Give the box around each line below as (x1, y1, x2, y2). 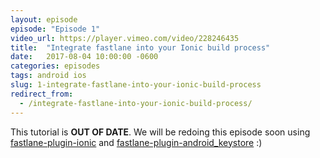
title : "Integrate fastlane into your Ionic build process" (10, 42, 271, 53)
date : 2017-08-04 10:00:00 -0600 (10, 52, 159, 62)
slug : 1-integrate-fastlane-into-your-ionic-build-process (10, 80, 262, 90)
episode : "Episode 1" (10, 24, 101, 34)
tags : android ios (10, 71, 87, 81)
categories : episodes (10, 61, 101, 71)
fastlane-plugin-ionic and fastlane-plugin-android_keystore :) (10, 136, 263, 148)
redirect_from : (10, 89, 74, 99)
